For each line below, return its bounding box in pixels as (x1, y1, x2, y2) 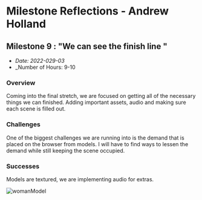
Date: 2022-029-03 (15, 57, 65, 64)
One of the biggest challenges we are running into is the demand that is (6, 134, 184, 141)
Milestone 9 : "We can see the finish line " (6, 41, 168, 51)
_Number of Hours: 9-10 (15, 63, 76, 71)
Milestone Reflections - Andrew (6, 4, 169, 18)
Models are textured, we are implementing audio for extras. (6, 175, 154, 182)
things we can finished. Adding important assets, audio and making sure (6, 98, 186, 106)
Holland (6, 17, 47, 31)
